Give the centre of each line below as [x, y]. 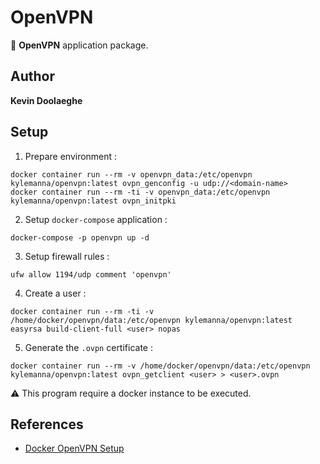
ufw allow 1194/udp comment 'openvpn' [91, 274]
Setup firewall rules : [67, 256]
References [47, 424]
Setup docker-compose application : [96, 219]
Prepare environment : [71, 156]
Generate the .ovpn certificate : [88, 347]
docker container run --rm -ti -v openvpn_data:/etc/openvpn [140, 192]
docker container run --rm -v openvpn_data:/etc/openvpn [131, 174]
